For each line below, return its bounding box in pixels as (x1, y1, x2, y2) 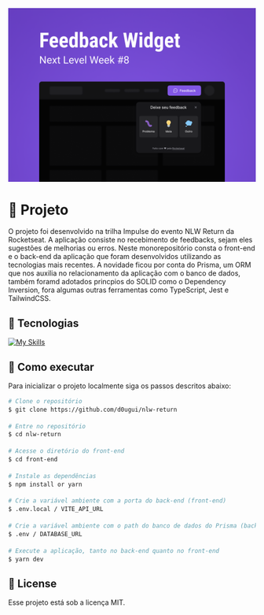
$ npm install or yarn (8, 480, 82, 488)
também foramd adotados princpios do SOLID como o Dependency (8, 277, 226, 287)
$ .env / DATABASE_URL (8, 530, 82, 538)
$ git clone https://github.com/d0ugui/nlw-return (8, 406, 178, 413)
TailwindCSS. (8, 294, 51, 303)
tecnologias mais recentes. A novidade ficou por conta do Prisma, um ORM (8, 260, 251, 270)
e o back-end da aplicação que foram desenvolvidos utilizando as (8, 252, 222, 261)
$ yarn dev (8, 555, 44, 563)
